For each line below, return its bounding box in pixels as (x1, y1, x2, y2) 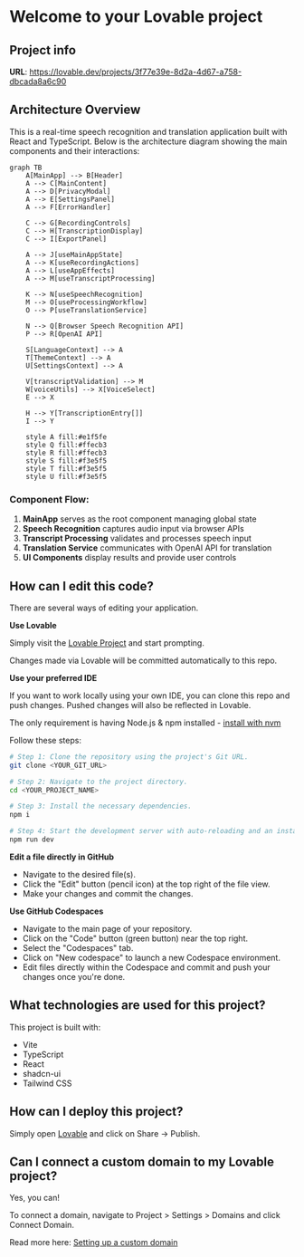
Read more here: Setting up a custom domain (9, 1237, 178, 1248)
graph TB (9, 163, 43, 172)
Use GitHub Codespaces (9, 906, 104, 916)
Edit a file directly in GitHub (9, 851, 115, 862)
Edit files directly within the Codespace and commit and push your (22, 962, 271, 973)
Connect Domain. (9, 1220, 75, 1231)
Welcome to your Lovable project (9, 6, 263, 27)
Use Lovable (9, 619, 57, 630)
